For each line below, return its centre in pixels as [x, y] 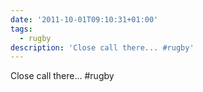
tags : [21, 29]
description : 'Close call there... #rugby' [102, 47]
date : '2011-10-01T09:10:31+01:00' [84, 19]
